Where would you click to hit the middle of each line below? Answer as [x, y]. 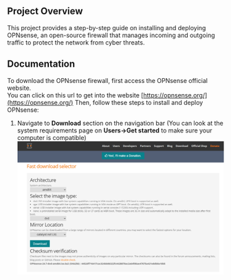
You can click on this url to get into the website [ [75, 95]
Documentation [41, 64]
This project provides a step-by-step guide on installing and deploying [107, 27]
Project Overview [45, 11]
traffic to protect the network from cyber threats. [76, 42]
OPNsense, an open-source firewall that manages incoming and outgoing [111, 35]
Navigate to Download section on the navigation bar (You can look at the [120, 123]
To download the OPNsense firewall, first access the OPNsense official [108, 80]
